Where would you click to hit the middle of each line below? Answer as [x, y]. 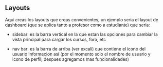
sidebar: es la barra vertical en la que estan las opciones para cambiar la [85, 34]
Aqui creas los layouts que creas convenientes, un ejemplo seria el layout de [82, 19]
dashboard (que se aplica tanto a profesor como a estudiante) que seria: [78, 25]
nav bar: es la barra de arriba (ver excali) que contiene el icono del [79, 49]
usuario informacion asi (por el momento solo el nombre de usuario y [81, 54]
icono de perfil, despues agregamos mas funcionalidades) [71, 59]
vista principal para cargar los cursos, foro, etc [59, 39]
